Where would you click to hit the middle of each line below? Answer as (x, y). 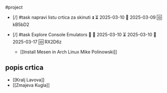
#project (14, 7)
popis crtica (24, 68)
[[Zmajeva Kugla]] (31, 85)
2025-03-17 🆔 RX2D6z (37, 42)
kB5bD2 (21, 24)
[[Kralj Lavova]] (28, 79)
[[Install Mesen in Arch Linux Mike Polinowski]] (68, 52)
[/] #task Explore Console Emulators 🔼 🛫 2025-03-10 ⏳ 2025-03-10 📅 (85, 34)
